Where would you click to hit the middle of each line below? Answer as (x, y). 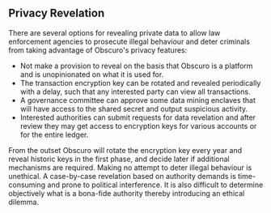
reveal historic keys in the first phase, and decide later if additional (119, 159)
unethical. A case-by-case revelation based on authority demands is (122, 176)
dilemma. (23, 202)
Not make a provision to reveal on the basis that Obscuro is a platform (136, 66)
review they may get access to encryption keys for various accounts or (138, 126)
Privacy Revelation (57, 13)
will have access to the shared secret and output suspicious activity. (134, 109)
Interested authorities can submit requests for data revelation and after (138, 117)
